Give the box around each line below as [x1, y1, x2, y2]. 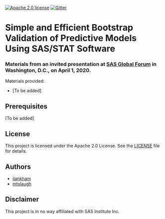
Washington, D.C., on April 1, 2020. [5, 67, 91, 74]
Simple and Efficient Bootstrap [5, 22, 133, 33]
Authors [5, 163, 31, 171]
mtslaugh [12, 181, 32, 187]
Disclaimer [5, 195, 39, 204]
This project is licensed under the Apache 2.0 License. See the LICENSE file [5, 143, 160, 149]
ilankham [12, 175, 31, 181]
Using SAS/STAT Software [5, 43, 115, 55]
